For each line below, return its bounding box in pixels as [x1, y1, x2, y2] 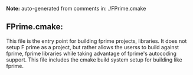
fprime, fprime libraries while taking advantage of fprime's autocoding [6, 50, 177, 57]
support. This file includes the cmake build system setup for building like [6, 56, 182, 63]
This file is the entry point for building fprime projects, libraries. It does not [6, 37, 187, 45]
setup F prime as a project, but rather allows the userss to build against [6, 43, 179, 50]
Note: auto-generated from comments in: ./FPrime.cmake [6, 5, 146, 12]
